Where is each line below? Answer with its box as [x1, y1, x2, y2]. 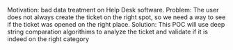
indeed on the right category [7, 35, 89, 43]
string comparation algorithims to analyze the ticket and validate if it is [7, 27, 209, 36]
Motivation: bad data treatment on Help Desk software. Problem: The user [7, 6, 219, 14]
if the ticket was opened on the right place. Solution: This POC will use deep [7, 21, 225, 28]
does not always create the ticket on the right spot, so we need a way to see [7, 13, 226, 21]
